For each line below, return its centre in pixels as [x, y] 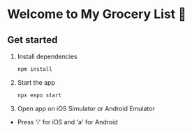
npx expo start [39, 95]
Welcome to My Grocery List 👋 [97, 14]
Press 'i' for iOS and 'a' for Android [67, 122]
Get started [32, 40]
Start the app [36, 82]
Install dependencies [47, 56]
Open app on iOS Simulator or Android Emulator [86, 108]
